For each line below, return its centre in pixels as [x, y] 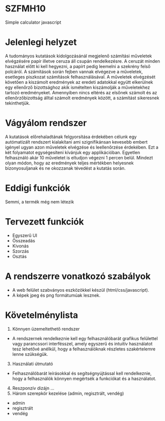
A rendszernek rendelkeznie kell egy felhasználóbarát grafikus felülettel [85, 338]
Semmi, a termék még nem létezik [40, 202]
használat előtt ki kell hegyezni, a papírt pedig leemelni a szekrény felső [78, 66]
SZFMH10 [25, 9]
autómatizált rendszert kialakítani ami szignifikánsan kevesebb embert [76, 142]
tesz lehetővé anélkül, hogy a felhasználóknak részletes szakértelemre [84, 349]
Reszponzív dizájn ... [33, 388]
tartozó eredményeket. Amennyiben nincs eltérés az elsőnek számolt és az [81, 92]
